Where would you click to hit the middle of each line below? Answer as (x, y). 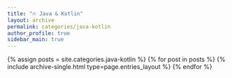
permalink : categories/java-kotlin (59, 26)
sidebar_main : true (36, 40)
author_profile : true (39, 33)
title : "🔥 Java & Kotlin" (45, 14)
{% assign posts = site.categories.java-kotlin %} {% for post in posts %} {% (116, 59)
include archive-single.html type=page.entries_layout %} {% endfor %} (110, 67)
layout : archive (31, 20)
